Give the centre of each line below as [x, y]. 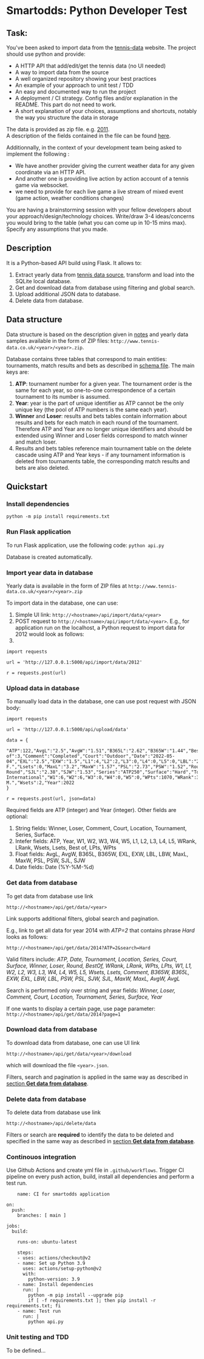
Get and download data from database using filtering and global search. [105, 287]
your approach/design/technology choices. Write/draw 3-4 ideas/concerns [100, 216]
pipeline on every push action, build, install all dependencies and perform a [100, 1177]
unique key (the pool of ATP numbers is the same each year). [92, 409]
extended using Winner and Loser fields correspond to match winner [101, 435]
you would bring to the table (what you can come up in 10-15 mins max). [97, 223]
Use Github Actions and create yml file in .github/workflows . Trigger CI [95, 1170]
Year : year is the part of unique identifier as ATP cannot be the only [99, 403]
